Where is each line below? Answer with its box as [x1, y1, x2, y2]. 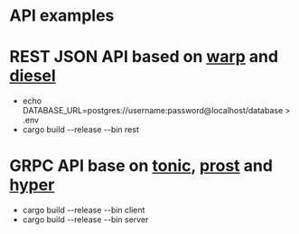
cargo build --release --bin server [22, 214, 149, 225]
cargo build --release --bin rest [22, 124, 140, 135]
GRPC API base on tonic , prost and [9, 156, 274, 176]
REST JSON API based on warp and [9, 47, 278, 67]
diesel [9, 66, 56, 86]
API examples [9, 5, 115, 26]
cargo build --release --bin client [22, 204, 145, 216]
